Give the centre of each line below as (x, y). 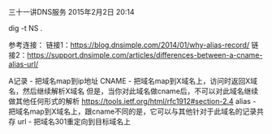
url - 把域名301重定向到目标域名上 (74, 121)
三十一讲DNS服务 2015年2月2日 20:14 (72, 12)
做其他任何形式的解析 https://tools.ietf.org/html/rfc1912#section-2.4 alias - (132, 101)
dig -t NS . (26, 28)
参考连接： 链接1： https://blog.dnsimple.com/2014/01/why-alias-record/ (129, 45)
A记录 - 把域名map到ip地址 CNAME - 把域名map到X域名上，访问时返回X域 (133, 81)
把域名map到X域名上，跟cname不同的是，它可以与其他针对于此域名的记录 (133, 111)
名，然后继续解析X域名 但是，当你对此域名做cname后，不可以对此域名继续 (134, 91)
